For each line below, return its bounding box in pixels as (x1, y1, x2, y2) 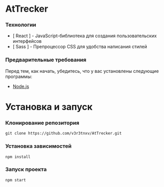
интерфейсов (12, 38, 42, 44)
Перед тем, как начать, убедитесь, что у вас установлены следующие (5, 68, 159, 74)
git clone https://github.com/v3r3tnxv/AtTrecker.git (5, 131, 122, 136)
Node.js (12, 83, 30, 89)
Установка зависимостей (5, 143, 72, 150)
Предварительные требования (5, 57, 87, 64)
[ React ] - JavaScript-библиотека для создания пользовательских (12, 33, 157, 39)
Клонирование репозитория (5, 119, 79, 126)
